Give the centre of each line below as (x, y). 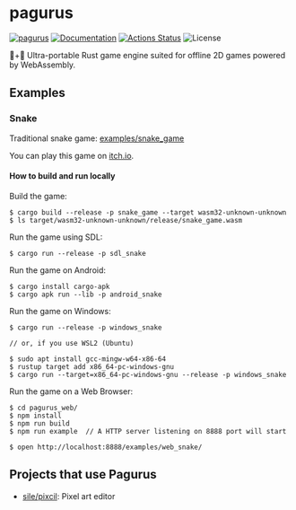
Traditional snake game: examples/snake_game (97, 138)
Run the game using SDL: (56, 237)
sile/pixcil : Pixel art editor (69, 496)
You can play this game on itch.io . (72, 155)
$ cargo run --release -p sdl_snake (78, 253)
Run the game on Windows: (60, 311)
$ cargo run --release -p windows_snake (86, 327)
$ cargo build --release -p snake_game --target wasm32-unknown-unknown (148, 212)
